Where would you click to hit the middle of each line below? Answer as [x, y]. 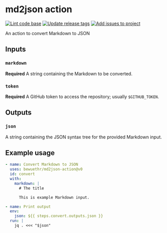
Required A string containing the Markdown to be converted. [69, 74]
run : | [17, 221]
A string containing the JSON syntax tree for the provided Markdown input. [84, 137]
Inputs [16, 49]
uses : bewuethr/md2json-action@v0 [46, 169]
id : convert [23, 174]
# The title [31, 188]
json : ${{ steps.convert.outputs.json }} [59, 216]
